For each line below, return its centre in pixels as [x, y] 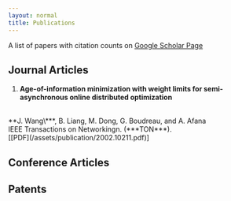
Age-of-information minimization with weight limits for [111, 89]
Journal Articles [48, 70]
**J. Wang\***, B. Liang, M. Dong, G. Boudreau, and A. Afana [107, 121]
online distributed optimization [121, 97]
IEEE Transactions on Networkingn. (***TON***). [90, 129]
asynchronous [44, 97]
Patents [27, 190]
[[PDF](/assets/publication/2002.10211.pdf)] [79, 138]
